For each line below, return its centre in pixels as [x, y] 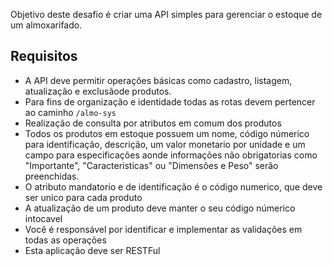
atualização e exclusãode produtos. [98, 91]
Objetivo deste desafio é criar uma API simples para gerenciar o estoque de [166, 14]
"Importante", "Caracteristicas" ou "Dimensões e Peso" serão [151, 165]
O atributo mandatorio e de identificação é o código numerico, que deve [173, 186]
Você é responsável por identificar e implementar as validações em [163, 229]
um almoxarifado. [46, 25]
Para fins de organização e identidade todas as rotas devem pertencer [170, 101]
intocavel [43, 218]
